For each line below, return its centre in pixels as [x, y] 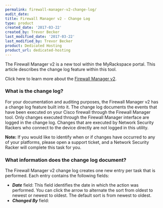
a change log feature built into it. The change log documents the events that [81, 107]
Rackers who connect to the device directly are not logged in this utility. [77, 127]
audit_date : [17, 14]
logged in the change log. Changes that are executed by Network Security [80, 122]
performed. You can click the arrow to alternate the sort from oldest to [82, 191]
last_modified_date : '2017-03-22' [40, 37]
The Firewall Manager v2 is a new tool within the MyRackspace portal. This [80, 64]
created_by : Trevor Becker [32, 32]
